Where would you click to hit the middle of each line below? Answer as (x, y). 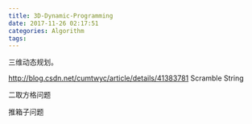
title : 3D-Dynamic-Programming (61, 16)
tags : (17, 38)
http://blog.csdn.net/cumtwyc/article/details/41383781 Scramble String (126, 78)
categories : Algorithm (46, 31)
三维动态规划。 (33, 62)
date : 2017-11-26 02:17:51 (54, 23)
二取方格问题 (29, 95)
